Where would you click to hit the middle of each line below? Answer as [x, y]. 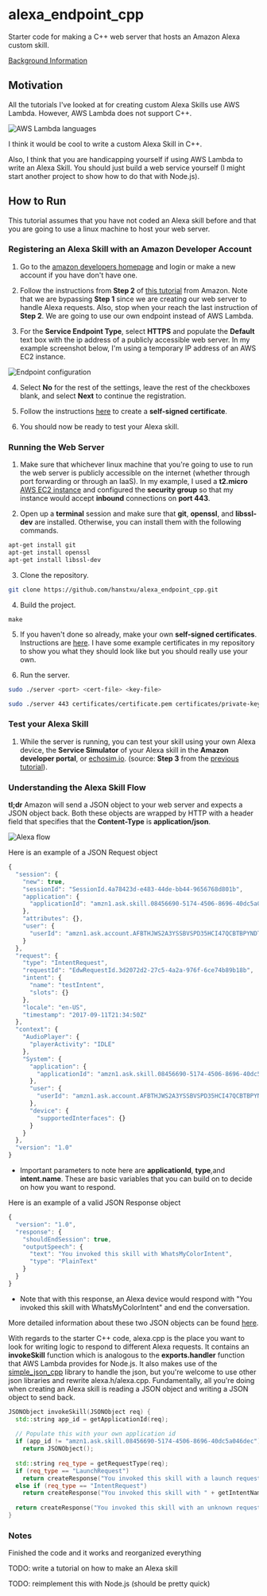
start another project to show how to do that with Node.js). [104, 176]
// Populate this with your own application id [96, 1434]
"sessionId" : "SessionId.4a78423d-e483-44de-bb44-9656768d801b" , [133, 889]
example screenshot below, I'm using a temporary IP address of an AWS [138, 348]
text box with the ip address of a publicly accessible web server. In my [135, 339]
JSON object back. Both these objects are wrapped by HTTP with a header [131, 813]
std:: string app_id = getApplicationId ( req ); [92, 1419]
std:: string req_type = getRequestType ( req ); [92, 1463]
